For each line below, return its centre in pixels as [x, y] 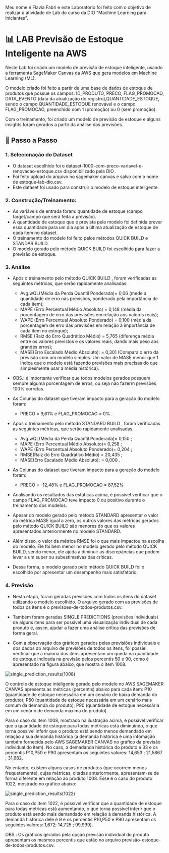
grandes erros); [36, 347]
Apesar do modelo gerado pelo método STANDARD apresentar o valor [86, 515]
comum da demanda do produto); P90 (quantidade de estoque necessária [82, 705]
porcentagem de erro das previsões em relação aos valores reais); [89, 315]
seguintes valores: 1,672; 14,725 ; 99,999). [49, 825]
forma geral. [25, 633]
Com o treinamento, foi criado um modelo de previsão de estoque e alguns [83, 119]
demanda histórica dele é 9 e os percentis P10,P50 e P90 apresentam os [81, 819]
